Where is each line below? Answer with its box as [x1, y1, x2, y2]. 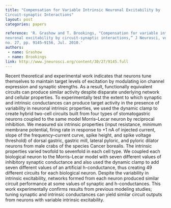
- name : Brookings [7, 54, 47, 59]
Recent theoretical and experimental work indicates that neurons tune [5, 73, 152, 79]
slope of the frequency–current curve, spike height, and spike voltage [5, 132, 152, 138]
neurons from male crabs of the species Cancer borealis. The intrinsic [5, 143, 152, 149]
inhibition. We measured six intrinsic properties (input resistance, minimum [5, 121, 162, 127]
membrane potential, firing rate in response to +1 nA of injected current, [5, 127, 156, 133]
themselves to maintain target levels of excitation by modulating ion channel [5, 78, 164, 84]
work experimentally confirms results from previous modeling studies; [5, 186, 152, 192]
